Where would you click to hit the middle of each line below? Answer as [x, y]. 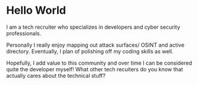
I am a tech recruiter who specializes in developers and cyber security [93, 27]
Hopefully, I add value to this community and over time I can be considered [99, 63]
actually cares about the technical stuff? [56, 75]
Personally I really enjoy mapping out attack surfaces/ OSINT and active [95, 45]
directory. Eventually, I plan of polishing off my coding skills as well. [90, 51]
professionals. [24, 33]
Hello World [36, 10]
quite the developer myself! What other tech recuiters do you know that [95, 69]
